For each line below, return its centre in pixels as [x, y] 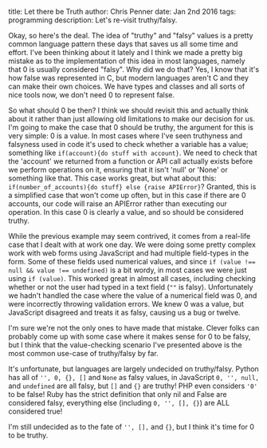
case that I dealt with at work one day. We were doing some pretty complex [132, 244]
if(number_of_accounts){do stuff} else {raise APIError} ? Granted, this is [132, 186]
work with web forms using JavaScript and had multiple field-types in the [129, 253]
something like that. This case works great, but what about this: [112, 178]
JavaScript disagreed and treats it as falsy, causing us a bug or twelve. [124, 312]
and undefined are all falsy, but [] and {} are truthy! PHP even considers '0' [133, 386]
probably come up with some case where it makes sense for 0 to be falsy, [130, 336]
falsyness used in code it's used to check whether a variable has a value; [128, 144]
